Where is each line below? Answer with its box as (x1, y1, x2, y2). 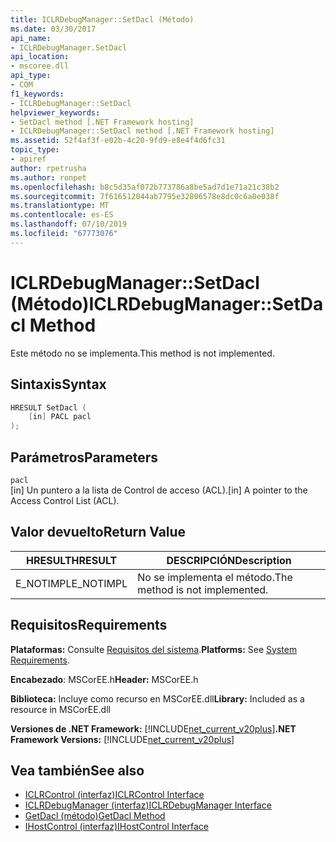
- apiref (10, 154, 47, 164)
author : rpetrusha (10, 163, 87, 173)
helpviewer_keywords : (10, 107, 101, 118)
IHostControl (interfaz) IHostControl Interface (24, 821, 209, 833)
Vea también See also (10, 762, 145, 779)
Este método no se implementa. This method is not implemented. (10, 347, 275, 359)
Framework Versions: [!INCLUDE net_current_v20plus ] (10, 733, 235, 745)
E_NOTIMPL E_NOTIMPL (15, 576, 128, 590)
